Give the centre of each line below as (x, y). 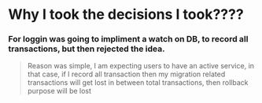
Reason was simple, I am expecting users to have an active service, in (140, 66)
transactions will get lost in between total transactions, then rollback (138, 83)
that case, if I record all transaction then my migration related (126, 74)
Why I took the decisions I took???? (126, 15)
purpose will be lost (59, 91)
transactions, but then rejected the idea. (87, 49)
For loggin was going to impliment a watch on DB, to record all (128, 39)
